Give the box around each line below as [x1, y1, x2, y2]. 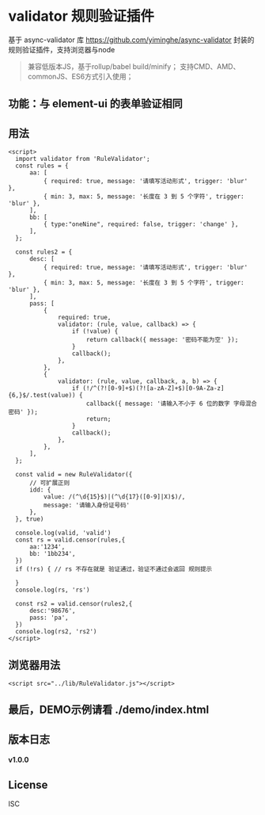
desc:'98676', [28, 607, 77, 615]
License [8, 778, 48, 791]
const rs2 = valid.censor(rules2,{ [15, 600, 133, 608]
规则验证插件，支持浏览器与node [8, 44, 115, 54]
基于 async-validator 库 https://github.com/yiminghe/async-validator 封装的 [8, 35, 255, 44]
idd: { [28, 486, 51, 494]
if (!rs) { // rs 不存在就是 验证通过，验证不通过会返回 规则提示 [15, 565, 212, 573]
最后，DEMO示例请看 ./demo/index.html [8, 703, 210, 717]
